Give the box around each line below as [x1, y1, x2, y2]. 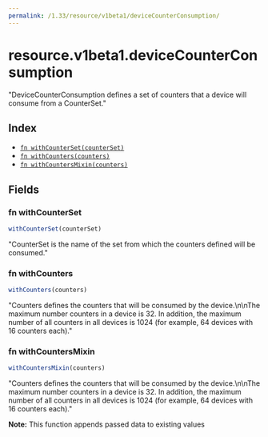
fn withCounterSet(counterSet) [19, 144, 125, 152]
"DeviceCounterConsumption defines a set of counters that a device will [8, 90, 247, 99]
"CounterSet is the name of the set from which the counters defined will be [8, 239, 256, 249]
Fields [8, 182, 40, 196]
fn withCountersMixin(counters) [19, 161, 128, 169]
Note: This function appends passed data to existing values [8, 419, 206, 429]
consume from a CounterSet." [8, 98, 106, 108]
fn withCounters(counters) [19, 153, 110, 161]
